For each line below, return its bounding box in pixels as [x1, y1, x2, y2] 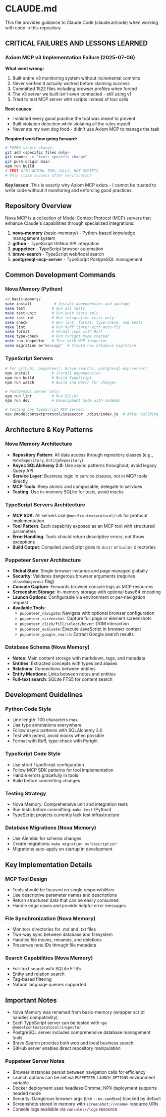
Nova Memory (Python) [5, 285, 63, 292]
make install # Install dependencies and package [5, 301, 130, 306]
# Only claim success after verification [5, 173, 92, 178]
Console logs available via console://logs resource [12, 1106, 117, 1112]
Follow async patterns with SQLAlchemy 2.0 [12, 727, 103, 734]
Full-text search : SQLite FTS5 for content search [12, 676, 113, 682]
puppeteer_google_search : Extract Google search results [19, 631, 134, 637]
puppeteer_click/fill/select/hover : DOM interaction [19, 621, 129, 627]
